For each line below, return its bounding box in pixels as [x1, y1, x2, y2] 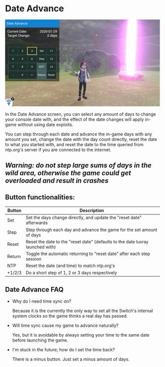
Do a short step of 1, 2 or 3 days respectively [26, 269, 117, 275]
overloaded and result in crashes [5, 176, 109, 184]
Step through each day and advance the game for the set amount [26, 227, 158, 233]
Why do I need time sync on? [12, 298, 71, 304]
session [26, 256, 42, 262]
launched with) [26, 244, 56, 250]
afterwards [26, 220, 48, 226]
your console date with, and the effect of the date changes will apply [5, 116, 144, 123]
